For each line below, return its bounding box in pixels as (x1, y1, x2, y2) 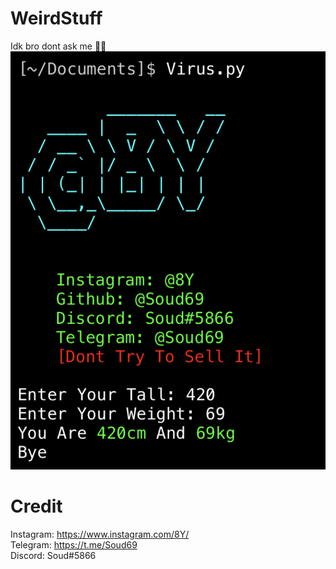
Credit (10, 495, 63, 517)
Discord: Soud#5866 (10, 549, 97, 561)
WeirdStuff (10, 7, 103, 30)
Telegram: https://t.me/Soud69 (10, 538, 138, 551)
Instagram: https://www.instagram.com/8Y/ (10, 528, 190, 540)
